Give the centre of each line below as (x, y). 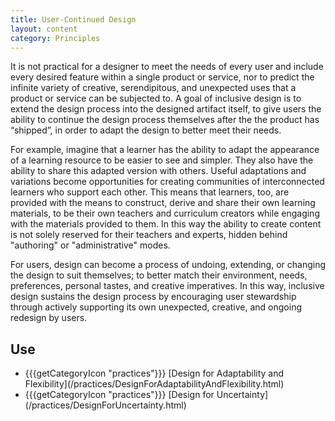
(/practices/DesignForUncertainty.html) (105, 405)
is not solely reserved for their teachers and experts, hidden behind (149, 235)
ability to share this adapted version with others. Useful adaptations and (158, 171)
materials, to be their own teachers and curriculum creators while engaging (165, 213)
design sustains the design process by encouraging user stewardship (153, 297)
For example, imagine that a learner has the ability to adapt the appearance (165, 150)
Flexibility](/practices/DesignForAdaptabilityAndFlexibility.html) (154, 384)
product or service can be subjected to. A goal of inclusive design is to (156, 98)
